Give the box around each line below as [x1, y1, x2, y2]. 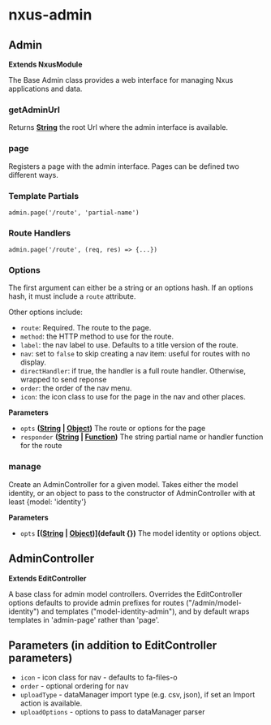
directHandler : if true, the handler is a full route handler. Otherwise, [19, 366, 246, 376]
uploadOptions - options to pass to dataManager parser [19, 707, 205, 717]
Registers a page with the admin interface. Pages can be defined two [8, 161, 239, 171]
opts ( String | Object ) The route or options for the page [19, 424, 206, 434]
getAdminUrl [8, 104, 61, 115]
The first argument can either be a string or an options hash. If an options [8, 283, 254, 293]
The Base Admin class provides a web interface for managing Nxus [8, 76, 234, 84]
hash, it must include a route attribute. [8, 291, 136, 301]
